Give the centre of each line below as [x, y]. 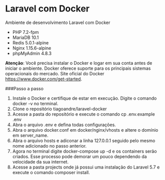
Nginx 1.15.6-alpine [32, 48]
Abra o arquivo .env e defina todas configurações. [64, 125]
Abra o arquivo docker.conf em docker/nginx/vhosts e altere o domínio [85, 130]
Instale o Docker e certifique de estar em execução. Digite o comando [84, 98]
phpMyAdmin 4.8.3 [32, 53]
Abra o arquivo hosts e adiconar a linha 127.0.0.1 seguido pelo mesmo [84, 141]
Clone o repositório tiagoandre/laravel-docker [59, 109]
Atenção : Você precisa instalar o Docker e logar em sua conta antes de [79, 63]
